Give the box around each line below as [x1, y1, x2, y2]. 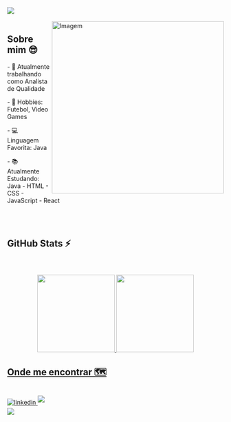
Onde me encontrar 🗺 [7, 366, 107, 378]
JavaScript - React [7, 196, 60, 204]
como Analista [7, 77, 48, 85]
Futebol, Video [7, 105, 49, 113]
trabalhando [7, 70, 42, 78]
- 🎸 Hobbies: [7, 98, 43, 106]
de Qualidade [7, 84, 45, 92]
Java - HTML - [7, 182, 49, 190]
